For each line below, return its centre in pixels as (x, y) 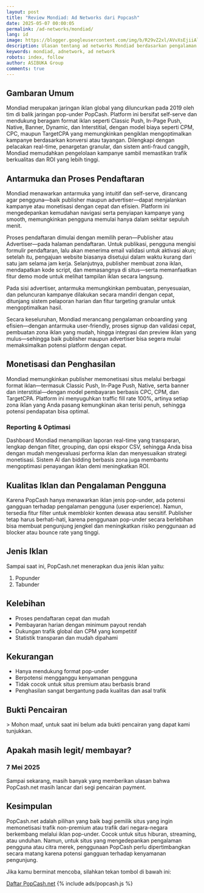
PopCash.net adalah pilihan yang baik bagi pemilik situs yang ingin (90, 821)
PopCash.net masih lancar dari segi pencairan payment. (76, 787)
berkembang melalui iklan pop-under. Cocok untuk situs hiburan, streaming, (101, 834)
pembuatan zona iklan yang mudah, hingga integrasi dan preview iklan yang (101, 332)
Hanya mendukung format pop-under (62, 671)
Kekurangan (30, 657)
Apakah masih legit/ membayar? (69, 750)
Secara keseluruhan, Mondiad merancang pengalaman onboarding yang (97, 319)
